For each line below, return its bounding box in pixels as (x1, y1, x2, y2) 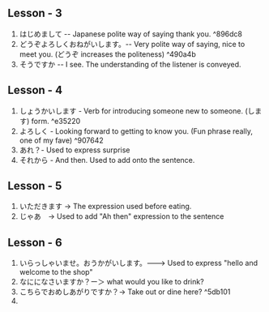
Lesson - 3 (7, 6, 62, 20)
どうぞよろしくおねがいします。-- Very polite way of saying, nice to (19, 39, 246, 49)
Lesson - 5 (7, 179, 62, 193)
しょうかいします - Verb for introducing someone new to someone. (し (19, 105, 255, 116)
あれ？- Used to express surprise (19, 145, 130, 155)
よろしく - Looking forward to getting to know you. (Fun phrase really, (19, 126, 253, 136)
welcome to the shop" (19, 267, 93, 277)
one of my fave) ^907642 (19, 135, 105, 145)
